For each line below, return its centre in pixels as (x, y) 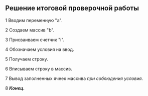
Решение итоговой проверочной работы (72, 8)
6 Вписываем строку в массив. (39, 68)
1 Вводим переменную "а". (34, 20)
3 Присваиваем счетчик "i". (35, 39)
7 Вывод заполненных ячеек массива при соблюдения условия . (74, 78)
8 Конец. (15, 88)
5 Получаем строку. (27, 59)
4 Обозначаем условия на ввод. (40, 49)
